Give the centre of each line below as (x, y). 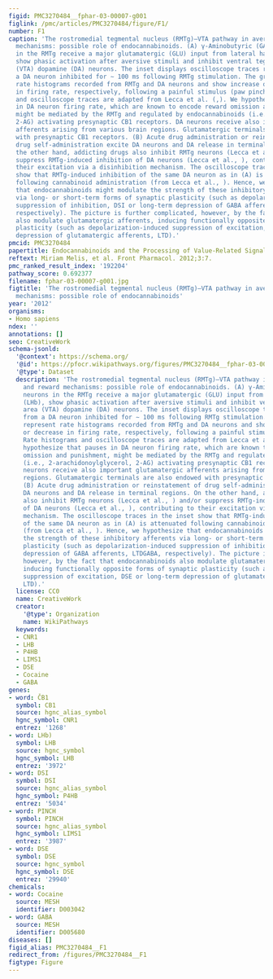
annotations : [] (36, 334)
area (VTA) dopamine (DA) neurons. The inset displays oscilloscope (141, 410)
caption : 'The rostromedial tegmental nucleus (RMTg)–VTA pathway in (129, 39)
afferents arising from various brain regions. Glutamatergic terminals (141, 130)
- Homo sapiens (34, 318)
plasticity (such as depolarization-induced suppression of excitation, (141, 228)
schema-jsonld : (34, 349)
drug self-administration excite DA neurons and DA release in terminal (141, 145)
